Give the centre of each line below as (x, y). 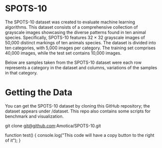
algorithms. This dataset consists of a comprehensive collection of (72, 27)
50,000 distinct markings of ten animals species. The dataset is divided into (81, 42)
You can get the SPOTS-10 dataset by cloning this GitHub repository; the (78, 106)
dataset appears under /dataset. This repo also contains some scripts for (78, 111)
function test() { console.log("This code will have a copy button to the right (80, 135)
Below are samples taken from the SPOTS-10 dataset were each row (73, 62)
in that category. (21, 73)
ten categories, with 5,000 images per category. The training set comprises (81, 48)
